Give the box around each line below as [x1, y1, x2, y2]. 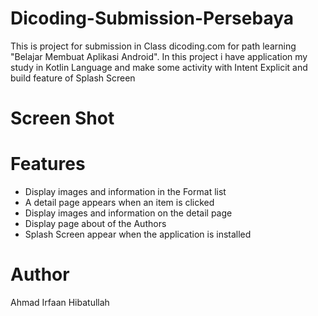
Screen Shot [10, 107, 115, 130]
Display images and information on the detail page [24, 207, 233, 219]
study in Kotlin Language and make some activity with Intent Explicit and [10, 61, 308, 73]
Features [10, 153, 86, 176]
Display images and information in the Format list [24, 186, 227, 198]
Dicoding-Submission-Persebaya [10, 7, 295, 30]
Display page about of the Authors [24, 218, 167, 230]
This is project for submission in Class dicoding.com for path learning [10, 40, 297, 52]
